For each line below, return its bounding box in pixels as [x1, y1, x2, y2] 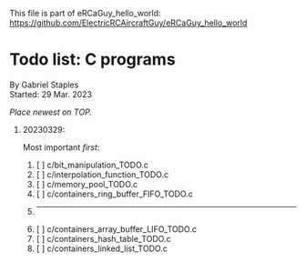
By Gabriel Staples [9, 79, 79, 90]
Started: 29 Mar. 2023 [9, 88, 93, 99]
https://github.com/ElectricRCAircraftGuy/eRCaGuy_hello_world [9, 17, 248, 28]
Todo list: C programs [9, 49, 176, 70]
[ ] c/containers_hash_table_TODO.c [36, 233, 171, 244]
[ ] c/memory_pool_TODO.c [36, 178, 138, 189]
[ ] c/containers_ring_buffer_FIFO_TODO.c [36, 188, 193, 199]
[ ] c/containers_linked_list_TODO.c [36, 243, 168, 254]
